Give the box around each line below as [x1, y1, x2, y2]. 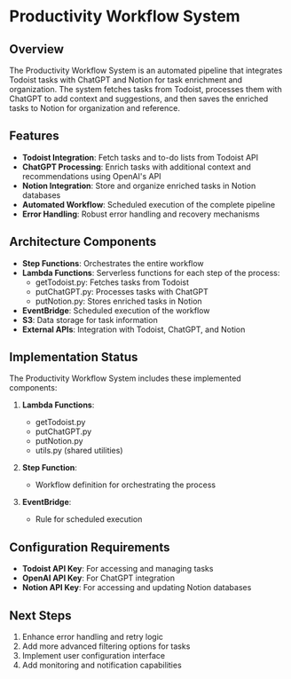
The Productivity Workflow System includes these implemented [9, 373, 241, 383]
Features [9, 129, 59, 144]
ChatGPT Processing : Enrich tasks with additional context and [21, 162, 251, 172]
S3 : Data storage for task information [21, 314, 158, 325]
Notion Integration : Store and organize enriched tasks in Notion [21, 180, 256, 191]
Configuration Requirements [9, 540, 170, 555]
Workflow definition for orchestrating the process [35, 479, 216, 490]
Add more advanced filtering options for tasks [21, 641, 191, 651]
